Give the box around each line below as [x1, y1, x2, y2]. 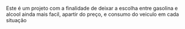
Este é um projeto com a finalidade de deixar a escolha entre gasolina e [6, 5, 178, 11]
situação [6, 17, 27, 23]
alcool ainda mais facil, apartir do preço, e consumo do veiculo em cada [6, 11, 179, 18]
